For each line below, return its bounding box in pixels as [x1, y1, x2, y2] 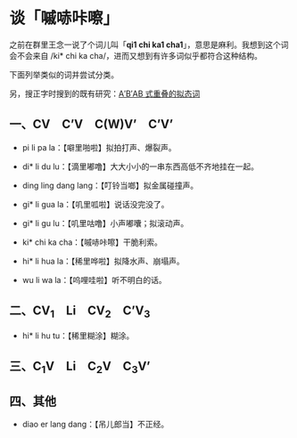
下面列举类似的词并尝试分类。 [9, 69, 119, 80]
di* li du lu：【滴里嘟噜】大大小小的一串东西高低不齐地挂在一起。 [21, 161, 259, 172]
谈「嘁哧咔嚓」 [9, 8, 120, 28]
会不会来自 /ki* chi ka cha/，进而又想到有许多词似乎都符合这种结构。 [9, 50, 263, 61]
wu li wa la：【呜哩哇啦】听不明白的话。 [21, 274, 167, 285]
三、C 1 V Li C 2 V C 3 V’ [9, 359, 151, 377]
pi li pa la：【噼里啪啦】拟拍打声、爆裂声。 [21, 142, 177, 152]
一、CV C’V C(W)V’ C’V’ [9, 117, 174, 132]
